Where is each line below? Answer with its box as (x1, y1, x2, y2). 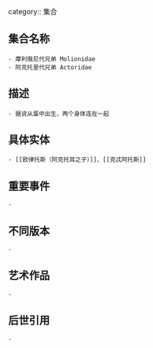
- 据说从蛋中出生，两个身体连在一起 (8, 110, 110, 118)
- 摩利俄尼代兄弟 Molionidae (8, 54, 96, 63)
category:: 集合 (8, 7, 58, 16)
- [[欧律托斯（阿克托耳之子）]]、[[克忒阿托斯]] (8, 156, 147, 164)
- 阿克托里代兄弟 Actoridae (8, 63, 92, 71)
